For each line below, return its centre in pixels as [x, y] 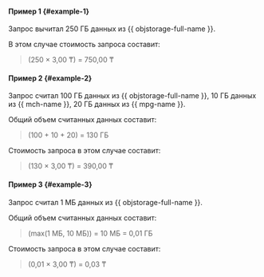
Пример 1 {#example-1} [49, 11]
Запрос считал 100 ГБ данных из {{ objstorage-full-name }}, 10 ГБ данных [132, 96]
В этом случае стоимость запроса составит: [85, 45]
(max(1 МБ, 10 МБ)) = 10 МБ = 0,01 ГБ [90, 233]
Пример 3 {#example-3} [50, 184]
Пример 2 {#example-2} [50, 78]
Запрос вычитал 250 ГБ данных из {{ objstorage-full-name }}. [112, 29]
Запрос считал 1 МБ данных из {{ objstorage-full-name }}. [106, 202]
